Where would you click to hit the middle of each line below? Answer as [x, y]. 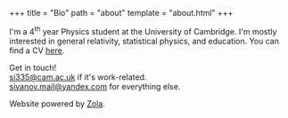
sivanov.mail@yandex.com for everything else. [95, 86]
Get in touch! [33, 67]
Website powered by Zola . [57, 103]
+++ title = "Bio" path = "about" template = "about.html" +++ [121, 13]
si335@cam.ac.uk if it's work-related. [78, 77]
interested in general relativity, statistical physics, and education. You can [144, 41]
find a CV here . [37, 50]
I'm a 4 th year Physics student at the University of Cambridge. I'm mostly [143, 31]
